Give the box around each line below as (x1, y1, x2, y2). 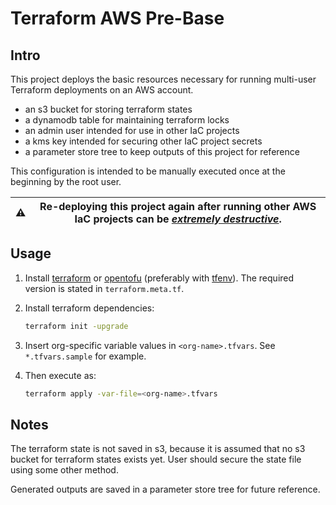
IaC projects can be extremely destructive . (74, 212, 282, 226)
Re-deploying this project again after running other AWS (39, 200, 317, 213)
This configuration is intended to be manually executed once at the (10, 165, 286, 177)
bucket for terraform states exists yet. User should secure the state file (10, 453, 302, 466)
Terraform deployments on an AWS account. (10, 84, 194, 96)
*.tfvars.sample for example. (24, 350, 147, 362)
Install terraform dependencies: (24, 302, 155, 314)
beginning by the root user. (10, 176, 122, 187)
